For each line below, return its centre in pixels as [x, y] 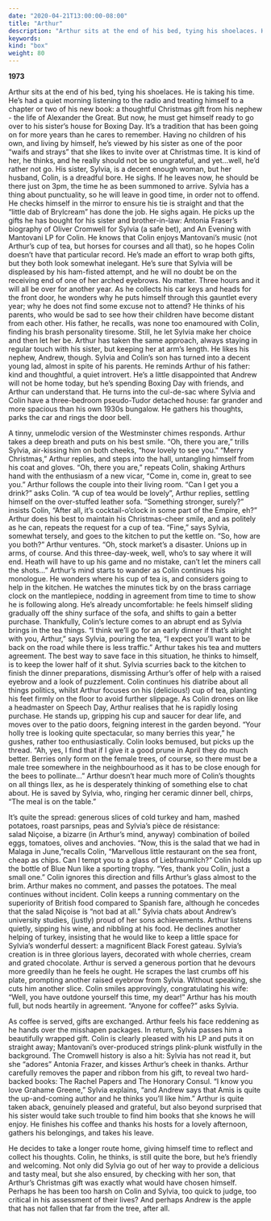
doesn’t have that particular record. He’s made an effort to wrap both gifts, [132, 254]
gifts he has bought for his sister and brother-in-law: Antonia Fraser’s [123, 220]
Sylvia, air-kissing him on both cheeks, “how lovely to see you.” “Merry [126, 450]
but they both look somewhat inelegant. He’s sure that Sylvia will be [121, 263]
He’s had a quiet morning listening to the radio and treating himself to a [126, 100]
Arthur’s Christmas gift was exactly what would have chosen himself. [123, 1183]
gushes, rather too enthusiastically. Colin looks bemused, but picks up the [131, 742]
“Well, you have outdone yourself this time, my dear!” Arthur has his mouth [132, 997]
